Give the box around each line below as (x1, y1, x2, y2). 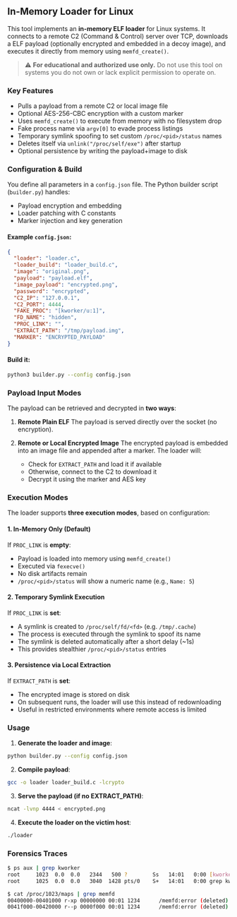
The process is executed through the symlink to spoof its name (17, 630, 201, 638)
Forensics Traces (7, 849, 68, 858)
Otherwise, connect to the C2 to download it (28, 467, 157, 476)
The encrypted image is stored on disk (17, 690, 130, 699)
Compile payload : (17, 765, 71, 774)
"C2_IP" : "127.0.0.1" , (13, 294, 80, 301)
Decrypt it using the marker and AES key (28, 475, 147, 484)
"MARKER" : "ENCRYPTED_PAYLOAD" (13, 333, 106, 341)
